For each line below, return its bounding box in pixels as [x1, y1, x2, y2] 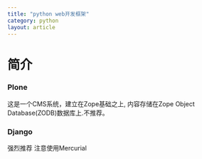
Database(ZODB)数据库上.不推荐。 [7, 108, 109, 117]
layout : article [7, 24, 55, 31]
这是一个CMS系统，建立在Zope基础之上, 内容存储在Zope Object [7, 99, 196, 108]
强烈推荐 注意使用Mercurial [7, 144, 87, 153]
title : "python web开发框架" [7, 10, 90, 18]
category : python [7, 17, 59, 24]
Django [7, 126, 33, 136]
